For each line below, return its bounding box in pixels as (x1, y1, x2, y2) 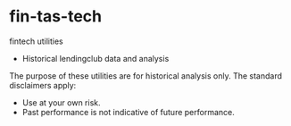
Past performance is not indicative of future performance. (21, 106, 235, 117)
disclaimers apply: (9, 80, 77, 90)
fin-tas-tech (9, 6, 103, 27)
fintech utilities (9, 36, 64, 46)
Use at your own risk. (21, 97, 101, 108)
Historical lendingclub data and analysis (21, 53, 170, 63)
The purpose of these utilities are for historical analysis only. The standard (9, 70, 283, 81)
